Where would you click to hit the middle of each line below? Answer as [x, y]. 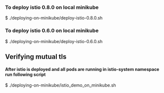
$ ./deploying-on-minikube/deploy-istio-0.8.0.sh [54, 18]
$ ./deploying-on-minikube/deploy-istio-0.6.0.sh [54, 41]
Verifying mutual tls [36, 57]
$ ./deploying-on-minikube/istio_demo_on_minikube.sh [61, 85]
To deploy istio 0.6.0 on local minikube [52, 31]
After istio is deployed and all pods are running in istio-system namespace [82, 69]
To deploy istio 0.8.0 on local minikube [52, 7]
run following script [25, 74]
